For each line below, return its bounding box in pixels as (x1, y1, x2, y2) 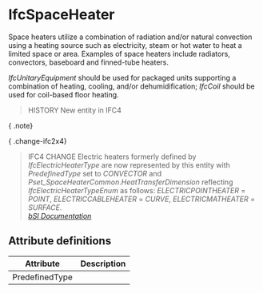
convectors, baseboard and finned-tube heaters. (8, 57, 169, 67)
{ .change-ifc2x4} (8, 136, 67, 145)
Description (80, 258, 126, 269)
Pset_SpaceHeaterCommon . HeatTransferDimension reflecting (27, 177, 233, 187)
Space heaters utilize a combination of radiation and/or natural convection (8, 32, 253, 42)
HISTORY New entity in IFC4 (27, 105, 122, 115)
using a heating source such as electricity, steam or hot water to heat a (8, 40, 242, 49)
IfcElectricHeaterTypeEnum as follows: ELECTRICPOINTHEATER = (27, 185, 246, 195)
